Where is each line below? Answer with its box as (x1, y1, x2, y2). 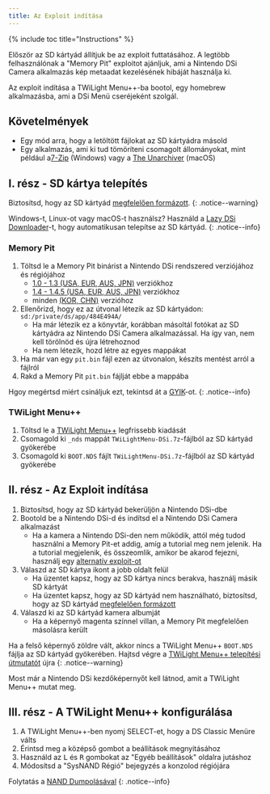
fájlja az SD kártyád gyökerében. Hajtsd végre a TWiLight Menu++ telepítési (8, 648, 261, 659)
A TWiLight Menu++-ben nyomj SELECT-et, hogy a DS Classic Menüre (19, 727, 255, 737)
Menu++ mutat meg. (8, 682, 77, 691)
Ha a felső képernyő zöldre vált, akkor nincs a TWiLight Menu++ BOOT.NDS (8, 640, 253, 650)
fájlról (19, 362, 40, 372)
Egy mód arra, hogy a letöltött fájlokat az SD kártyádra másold (19, 136, 228, 146)
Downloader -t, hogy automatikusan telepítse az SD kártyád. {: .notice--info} (8, 222, 261, 232)
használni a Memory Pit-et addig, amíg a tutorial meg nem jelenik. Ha (32, 538, 263, 548)
